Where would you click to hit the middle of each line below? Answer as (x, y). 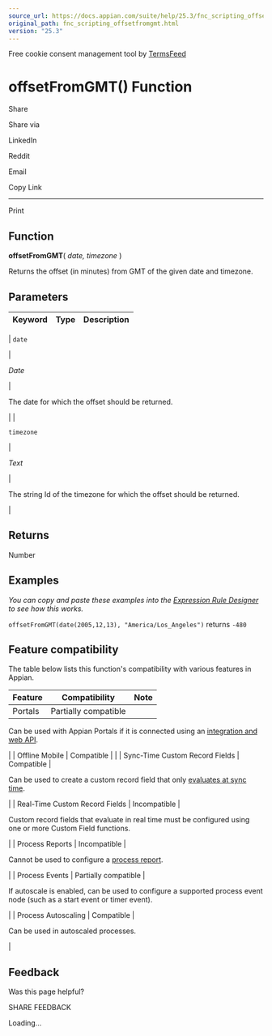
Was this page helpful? (47, 991)
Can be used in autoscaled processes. (72, 931)
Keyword (30, 319)
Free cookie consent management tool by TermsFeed (97, 54)
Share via (24, 125)
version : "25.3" (36, 31)
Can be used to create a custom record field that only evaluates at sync (127, 780)
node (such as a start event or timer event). (81, 900)
